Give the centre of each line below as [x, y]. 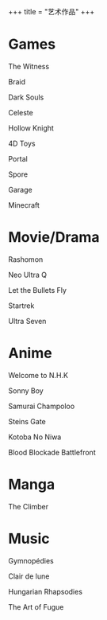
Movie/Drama [54, 238]
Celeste [21, 112]
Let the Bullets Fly [38, 290]
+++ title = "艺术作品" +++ [52, 12]
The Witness [29, 66]
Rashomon [26, 259]
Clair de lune [29, 576]
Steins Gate [27, 421]
